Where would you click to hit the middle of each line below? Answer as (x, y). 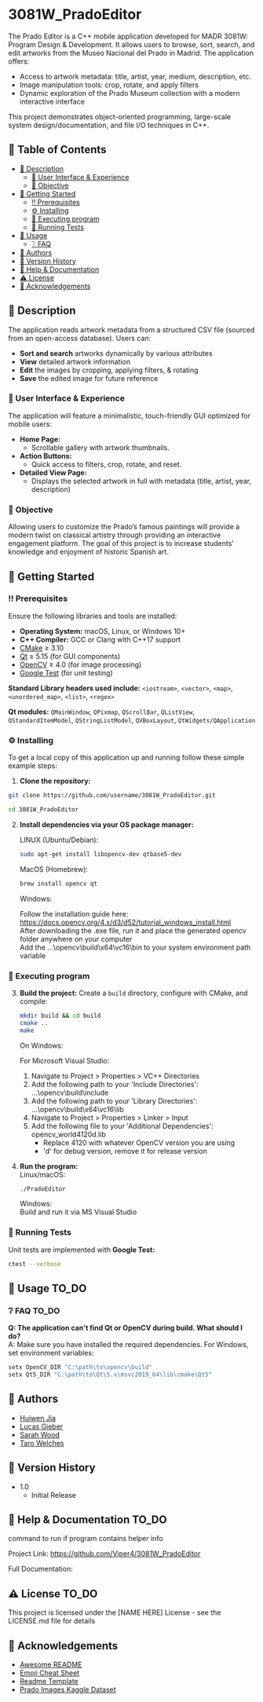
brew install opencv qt (58, 884)
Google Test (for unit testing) (66, 672)
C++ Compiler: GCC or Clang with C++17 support (100, 639)
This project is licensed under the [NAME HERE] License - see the (115, 1612)
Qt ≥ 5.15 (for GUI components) (70, 656)
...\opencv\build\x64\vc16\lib (77, 1109)
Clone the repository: (55, 781)
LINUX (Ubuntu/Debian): (59, 840)
